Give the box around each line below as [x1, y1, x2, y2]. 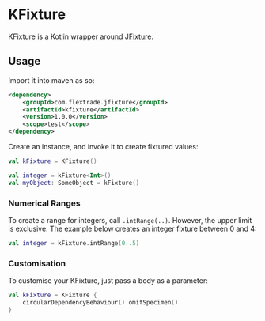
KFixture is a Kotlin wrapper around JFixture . [8, 32, 154, 41]
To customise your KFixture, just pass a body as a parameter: [8, 276, 208, 285]
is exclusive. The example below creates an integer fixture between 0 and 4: [8, 224, 257, 233]
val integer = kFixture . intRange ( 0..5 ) [8, 239, 140, 247]
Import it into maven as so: [8, 75, 95, 85]
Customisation [8, 258, 66, 269]
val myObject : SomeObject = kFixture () [8, 179, 140, 187]
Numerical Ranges [8, 198, 81, 209]
